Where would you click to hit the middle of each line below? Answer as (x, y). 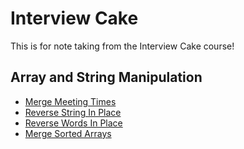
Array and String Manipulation (106, 77)
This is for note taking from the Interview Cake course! (122, 46)
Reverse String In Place (73, 112)
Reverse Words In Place (73, 123)
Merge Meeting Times (70, 101)
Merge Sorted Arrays (68, 133)
